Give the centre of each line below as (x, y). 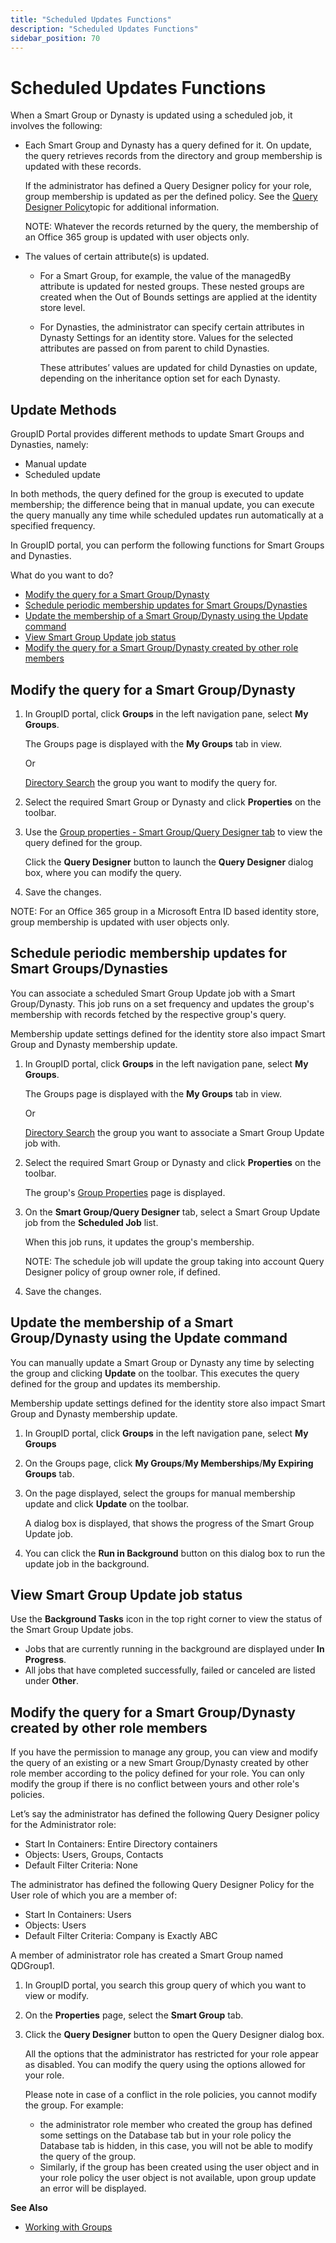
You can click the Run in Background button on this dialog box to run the (175, 1553)
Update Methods (63, 409)
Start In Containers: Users (78, 1915)
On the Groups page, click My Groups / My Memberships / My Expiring (169, 1463)
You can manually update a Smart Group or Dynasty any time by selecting (162, 1362)
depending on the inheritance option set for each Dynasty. (160, 378)
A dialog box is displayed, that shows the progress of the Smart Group (169, 1523)
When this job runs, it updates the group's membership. (139, 1242)
